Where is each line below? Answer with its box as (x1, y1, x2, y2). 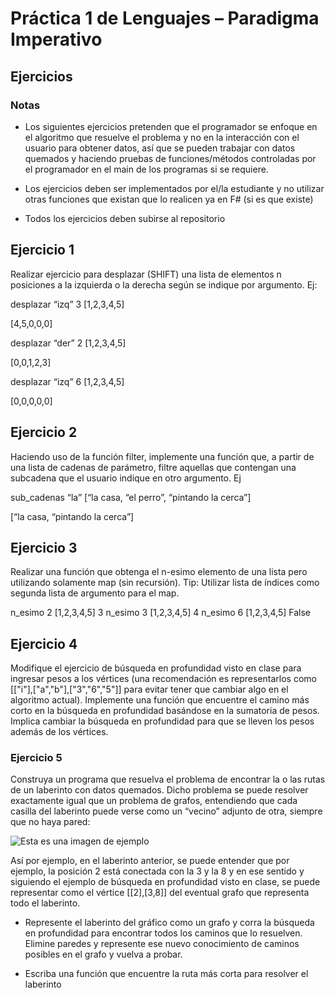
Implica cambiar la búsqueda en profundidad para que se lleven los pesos (10, 715, 315, 727)
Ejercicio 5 (10, 751, 63, 765)
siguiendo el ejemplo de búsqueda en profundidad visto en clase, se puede (10, 876, 321, 888)
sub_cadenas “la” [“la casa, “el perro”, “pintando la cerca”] (10, 491, 252, 503)
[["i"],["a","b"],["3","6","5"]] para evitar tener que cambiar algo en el (10, 683, 289, 696)
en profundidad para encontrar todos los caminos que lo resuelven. (24, 927, 303, 939)
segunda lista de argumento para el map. (10, 587, 180, 599)
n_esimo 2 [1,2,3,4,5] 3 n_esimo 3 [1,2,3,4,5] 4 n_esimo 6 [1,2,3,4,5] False (10, 607, 312, 619)
